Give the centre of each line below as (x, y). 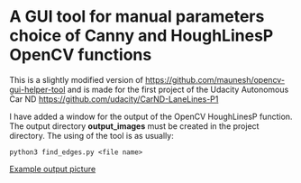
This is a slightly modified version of (77, 79)
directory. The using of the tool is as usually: (91, 135)
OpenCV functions (81, 55)
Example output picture (53, 169)
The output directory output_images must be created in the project (134, 126)
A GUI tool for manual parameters (137, 17)
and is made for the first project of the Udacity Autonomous (178, 89)
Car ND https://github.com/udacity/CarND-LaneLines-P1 (114, 99)
